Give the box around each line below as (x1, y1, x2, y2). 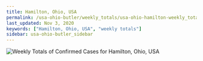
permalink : (6, 14, 34, 21)
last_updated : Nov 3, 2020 (6, 20, 74, 26)
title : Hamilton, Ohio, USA (6, 8, 77, 15)
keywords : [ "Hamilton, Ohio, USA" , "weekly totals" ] (6, 25, 142, 32)
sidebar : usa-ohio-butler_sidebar (6, 31, 94, 37)
